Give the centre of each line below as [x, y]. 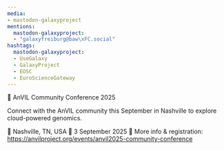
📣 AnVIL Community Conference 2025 [61, 97]
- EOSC [23, 71]
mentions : [21, 26]
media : [17, 13]
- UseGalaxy [31, 59]
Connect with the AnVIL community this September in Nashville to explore [112, 111]
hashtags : [21, 46]
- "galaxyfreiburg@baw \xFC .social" [64, 39]
